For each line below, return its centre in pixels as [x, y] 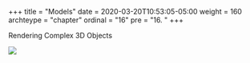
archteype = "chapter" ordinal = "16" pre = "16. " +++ [96, 20]
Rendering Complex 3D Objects [60, 35]
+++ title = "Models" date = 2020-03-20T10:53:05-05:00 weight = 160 [125, 12]
